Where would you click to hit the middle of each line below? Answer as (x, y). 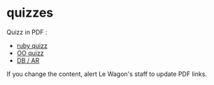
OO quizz (30, 53)
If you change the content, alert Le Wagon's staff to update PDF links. (107, 74)
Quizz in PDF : (27, 32)
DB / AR (28, 60)
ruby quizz (32, 45)
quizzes (30, 13)
